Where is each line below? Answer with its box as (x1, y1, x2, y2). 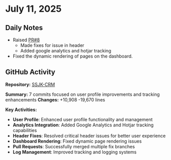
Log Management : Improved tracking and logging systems (12, 149, 137, 155)
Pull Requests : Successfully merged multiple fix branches (12, 143, 135, 149)
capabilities (12, 127, 37, 133)
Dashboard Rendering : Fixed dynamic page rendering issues (12, 138, 142, 144)
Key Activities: (5, 106, 37, 113)
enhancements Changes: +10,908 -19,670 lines (5, 96, 106, 102)
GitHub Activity (5, 68, 56, 76)
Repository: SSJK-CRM (5, 81, 55, 87)
